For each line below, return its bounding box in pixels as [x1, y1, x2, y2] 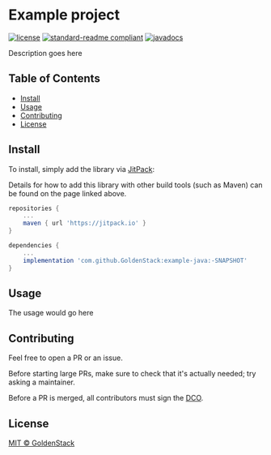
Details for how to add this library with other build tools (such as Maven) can [8, 180, 263, 190]
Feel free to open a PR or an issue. [8, 353, 123, 363]
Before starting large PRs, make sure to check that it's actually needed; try [8, 369, 256, 379]
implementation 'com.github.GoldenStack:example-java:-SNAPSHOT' [23, 256, 248, 264]
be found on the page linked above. [8, 188, 127, 198]
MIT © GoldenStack [8, 438, 75, 448]
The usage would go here [8, 308, 94, 318]
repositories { [8, 204, 60, 212]
